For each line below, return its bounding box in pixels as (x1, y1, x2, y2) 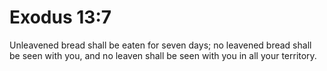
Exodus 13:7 (9, 6, 112, 29)
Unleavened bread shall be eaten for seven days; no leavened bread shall (9, 39, 312, 51)
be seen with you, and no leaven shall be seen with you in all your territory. (9, 49, 317, 61)
